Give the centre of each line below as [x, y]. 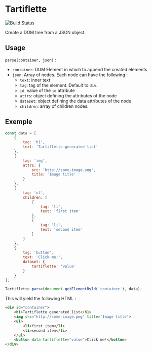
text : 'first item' [60, 211]
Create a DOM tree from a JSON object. [45, 32]
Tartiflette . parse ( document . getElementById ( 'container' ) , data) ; [74, 289]
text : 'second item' [61, 229]
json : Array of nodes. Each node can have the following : [70, 75]
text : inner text [35, 80]
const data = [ [21, 133]
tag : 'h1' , [34, 142]
